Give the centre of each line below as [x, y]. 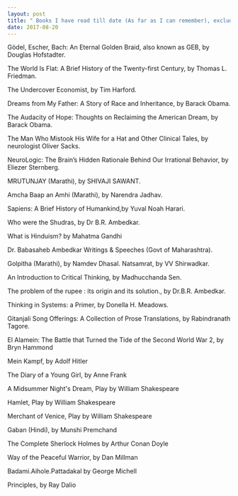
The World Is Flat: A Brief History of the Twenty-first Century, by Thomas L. [117, 69]
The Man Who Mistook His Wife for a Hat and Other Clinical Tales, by [108, 138]
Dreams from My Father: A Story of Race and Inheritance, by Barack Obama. [119, 104]
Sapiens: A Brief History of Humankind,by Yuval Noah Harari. [96, 209]
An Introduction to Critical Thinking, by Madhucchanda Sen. [95, 277]
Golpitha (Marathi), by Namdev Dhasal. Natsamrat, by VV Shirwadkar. [109, 264]
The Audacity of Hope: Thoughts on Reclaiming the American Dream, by [113, 117]
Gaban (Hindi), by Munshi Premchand [62, 430]
